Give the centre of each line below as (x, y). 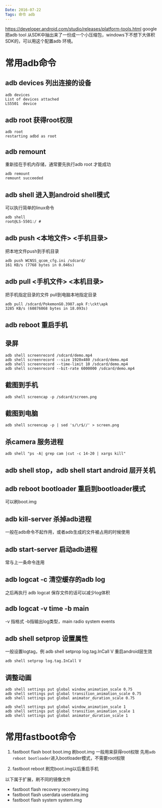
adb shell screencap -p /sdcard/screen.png (51, 397)
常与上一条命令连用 (25, 562)
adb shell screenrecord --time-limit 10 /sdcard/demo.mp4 (67, 364)
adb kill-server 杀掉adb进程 (48, 519)
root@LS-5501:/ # (23, 221)
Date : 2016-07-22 (23, 10)
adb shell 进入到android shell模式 (57, 195)
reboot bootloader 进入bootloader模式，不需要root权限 (69, 758)
